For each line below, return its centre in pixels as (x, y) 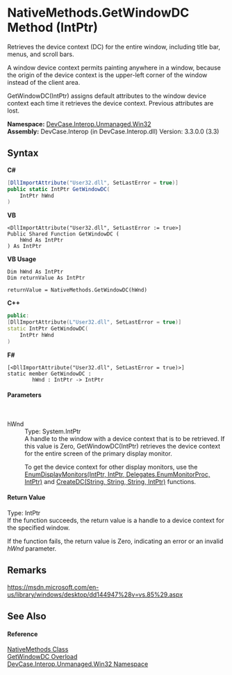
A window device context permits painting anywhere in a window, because (114, 67)
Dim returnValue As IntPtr (46, 278)
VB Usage (22, 259)
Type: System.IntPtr (53, 431)
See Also (27, 616)
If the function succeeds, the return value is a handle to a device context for (116, 520)
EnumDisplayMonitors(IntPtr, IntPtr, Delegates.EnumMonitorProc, (117, 474)
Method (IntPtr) (53, 27)
